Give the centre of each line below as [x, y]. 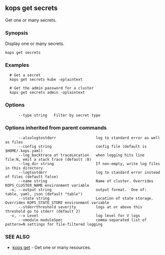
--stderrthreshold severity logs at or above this [80, 207]
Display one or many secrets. [35, 43]
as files [14, 142]
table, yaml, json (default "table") [44, 194]
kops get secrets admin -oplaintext [47, 93]
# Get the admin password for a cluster [52, 88]
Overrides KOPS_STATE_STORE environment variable [57, 203]
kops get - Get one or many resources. [52, 248]
